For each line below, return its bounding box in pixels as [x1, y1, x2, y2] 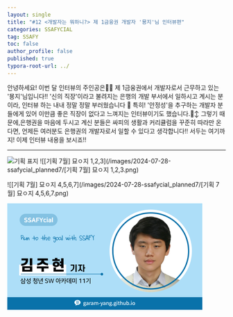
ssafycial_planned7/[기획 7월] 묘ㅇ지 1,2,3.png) [7, 165, 139, 174]
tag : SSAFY [7, 33, 39, 40]
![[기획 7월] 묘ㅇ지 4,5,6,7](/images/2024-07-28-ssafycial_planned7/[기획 [7, 180, 215, 188]
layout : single [7, 11, 51, 18]
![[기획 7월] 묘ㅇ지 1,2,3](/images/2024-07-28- [40, 156, 171, 165]
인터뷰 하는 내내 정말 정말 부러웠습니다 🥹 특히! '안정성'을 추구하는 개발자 [21, 101, 216, 109]
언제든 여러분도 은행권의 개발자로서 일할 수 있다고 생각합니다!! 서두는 [21, 127, 207, 135]
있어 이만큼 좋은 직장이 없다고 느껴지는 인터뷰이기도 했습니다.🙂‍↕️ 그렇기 [25, 109, 218, 117]
